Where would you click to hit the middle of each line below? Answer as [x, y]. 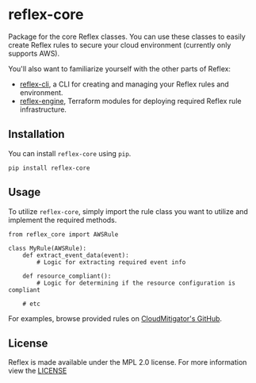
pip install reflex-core [49, 168]
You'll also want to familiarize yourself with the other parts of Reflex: [120, 68]
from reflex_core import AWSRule [63, 234]
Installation [36, 134]
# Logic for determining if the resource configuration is [136, 283]
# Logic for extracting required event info [111, 262]
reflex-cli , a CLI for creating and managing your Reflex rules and [124, 84]
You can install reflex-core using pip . [70, 153]
